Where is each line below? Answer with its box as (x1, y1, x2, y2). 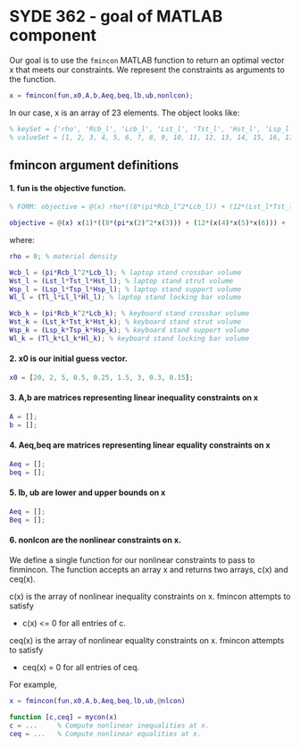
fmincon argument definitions (9, 157, 179, 172)
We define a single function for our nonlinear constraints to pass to (9, 554, 255, 565)
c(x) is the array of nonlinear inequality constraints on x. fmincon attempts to (9, 591, 292, 601)
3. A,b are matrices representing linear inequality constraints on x (9, 392, 259, 403)
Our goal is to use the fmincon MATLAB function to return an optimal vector (9, 55, 285, 65)
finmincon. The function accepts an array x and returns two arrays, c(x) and (9, 564, 288, 575)
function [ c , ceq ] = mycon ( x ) (9, 712, 118, 721)
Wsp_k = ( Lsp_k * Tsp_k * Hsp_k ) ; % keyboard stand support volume (9, 326, 250, 335)
